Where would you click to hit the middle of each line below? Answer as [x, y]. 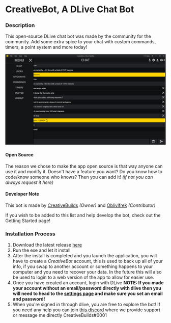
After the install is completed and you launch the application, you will [84, 256]
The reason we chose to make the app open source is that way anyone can [84, 166]
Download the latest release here [47, 245]
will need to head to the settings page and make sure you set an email [88, 293]
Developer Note [22, 194]
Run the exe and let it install [41, 250]
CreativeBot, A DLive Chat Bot [70, 9]
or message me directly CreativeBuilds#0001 [60, 315]
